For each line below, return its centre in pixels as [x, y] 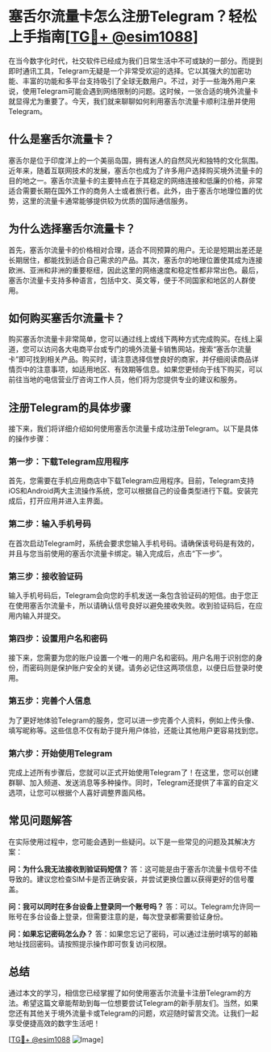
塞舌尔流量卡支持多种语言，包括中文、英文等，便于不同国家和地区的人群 [128, 280]
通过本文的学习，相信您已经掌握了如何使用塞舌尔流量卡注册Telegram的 [126, 993]
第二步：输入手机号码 [50, 524]
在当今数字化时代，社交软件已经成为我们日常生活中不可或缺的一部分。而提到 [135, 61]
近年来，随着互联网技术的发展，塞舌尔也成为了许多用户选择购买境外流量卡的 [135, 170]
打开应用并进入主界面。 [68, 501]
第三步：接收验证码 [46, 576]
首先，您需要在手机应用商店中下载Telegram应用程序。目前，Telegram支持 [131, 481]
